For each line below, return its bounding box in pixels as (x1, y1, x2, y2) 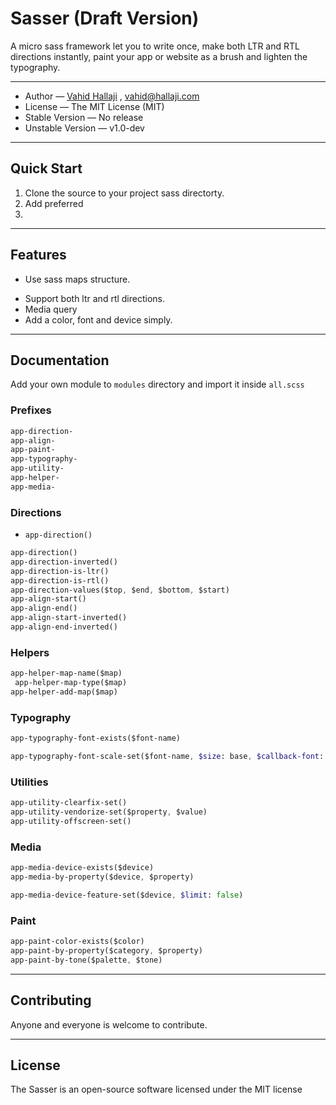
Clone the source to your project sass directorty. (24, 187, 225, 199)
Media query (24, 303, 78, 315)
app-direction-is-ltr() (10, 566, 110, 576)
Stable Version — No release (24, 111, 144, 123)
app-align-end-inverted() (10, 622, 118, 632)
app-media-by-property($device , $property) (10, 872, 195, 882)
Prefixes (10, 403, 52, 417)
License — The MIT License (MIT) (24, 100, 165, 112)
